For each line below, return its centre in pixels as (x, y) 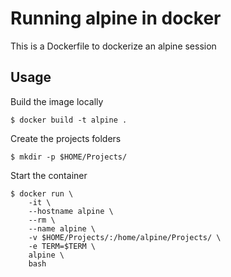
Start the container (49, 175)
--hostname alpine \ (71, 211)
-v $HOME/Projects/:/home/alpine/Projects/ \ (125, 237)
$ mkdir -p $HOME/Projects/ (69, 157)
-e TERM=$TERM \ (62, 246)
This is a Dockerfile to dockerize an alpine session (113, 46)
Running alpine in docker (116, 18)
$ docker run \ (42, 193)
